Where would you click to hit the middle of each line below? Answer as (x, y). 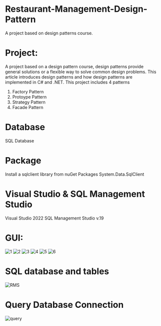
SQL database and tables (57, 271)
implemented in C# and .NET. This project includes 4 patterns (67, 82)
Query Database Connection (64, 305)
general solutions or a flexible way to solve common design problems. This (81, 72)
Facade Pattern (27, 107)
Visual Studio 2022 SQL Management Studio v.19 (54, 218)
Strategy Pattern (29, 102)
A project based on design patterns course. (49, 33)
